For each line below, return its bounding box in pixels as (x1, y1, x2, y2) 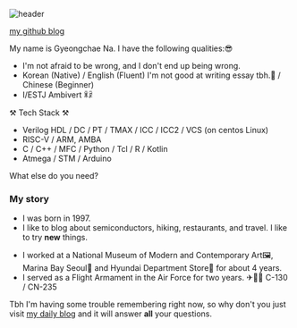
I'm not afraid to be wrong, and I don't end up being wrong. (21, 61, 242, 71)
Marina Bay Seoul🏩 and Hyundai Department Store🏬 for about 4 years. (21, 263, 283, 273)
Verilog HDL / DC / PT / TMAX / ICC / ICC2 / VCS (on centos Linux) (21, 125, 269, 135)
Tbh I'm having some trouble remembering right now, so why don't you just (9, 299, 286, 310)
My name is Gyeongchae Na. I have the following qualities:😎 (9, 43, 233, 54)
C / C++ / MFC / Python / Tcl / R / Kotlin (21, 144, 168, 154)
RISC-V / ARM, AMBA (21, 134, 102, 145)
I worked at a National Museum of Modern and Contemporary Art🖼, (21, 250, 274, 261)
